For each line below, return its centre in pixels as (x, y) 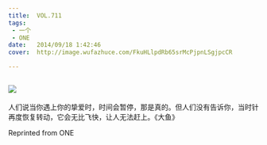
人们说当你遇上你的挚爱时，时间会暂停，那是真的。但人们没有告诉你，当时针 (133, 107)
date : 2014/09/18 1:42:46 (55, 45)
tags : (17, 23)
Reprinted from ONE (41, 132)
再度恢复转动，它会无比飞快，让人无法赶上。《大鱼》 (93, 116)
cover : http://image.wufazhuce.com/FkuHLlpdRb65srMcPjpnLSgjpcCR (120, 52)
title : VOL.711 (35, 15)
